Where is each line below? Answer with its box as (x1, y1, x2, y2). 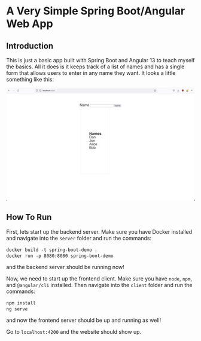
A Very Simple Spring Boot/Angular (6, 4, 185, 18)
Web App (6, 17, 53, 31)
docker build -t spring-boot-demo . (6, 247, 98, 253)
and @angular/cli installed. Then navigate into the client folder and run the (6, 281, 193, 288)
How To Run (6, 212, 52, 222)
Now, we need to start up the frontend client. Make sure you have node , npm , (6, 274, 193, 282)
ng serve (6, 306, 28, 312)
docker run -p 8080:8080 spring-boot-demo (6, 253, 114, 259)
